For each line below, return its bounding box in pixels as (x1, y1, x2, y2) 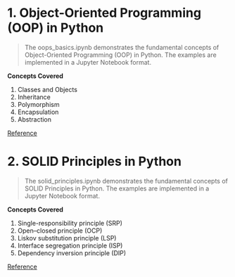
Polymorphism (17, 100, 60, 108)
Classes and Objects (17, 85, 77, 94)
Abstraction (17, 115, 51, 124)
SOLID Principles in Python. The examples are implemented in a (24, 184, 210, 193)
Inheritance (17, 93, 51, 101)
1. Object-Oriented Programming (7, 5, 202, 21)
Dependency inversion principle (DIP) (17, 248, 127, 257)
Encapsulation (17, 108, 59, 116)
